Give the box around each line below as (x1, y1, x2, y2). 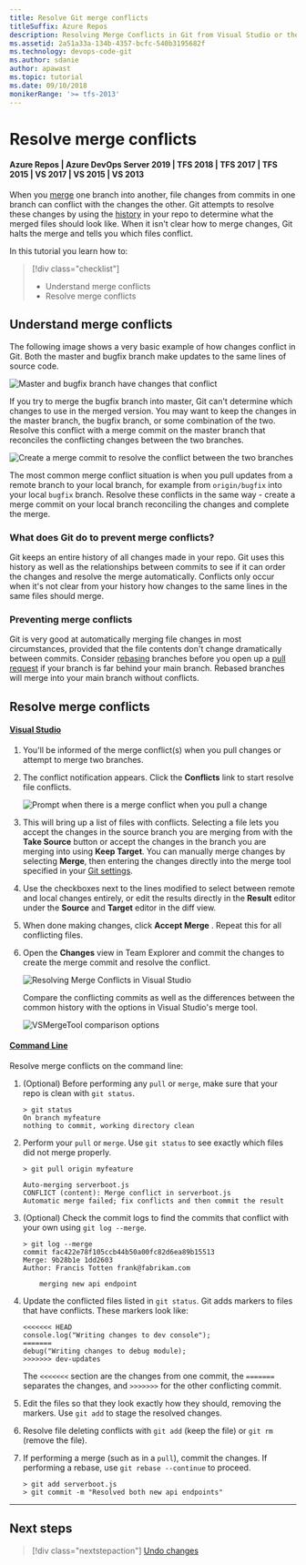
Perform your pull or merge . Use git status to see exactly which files (22, 1137, 284, 1148)
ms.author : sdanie (9, 56, 79, 65)
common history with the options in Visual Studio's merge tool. (22, 1001, 258, 1012)
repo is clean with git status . (22, 1088, 135, 1099)
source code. (9, 361, 59, 371)
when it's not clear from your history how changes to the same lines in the (9, 581, 288, 592)
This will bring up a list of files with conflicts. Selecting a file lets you (22, 817, 280, 828)
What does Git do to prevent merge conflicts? (9, 531, 215, 544)
